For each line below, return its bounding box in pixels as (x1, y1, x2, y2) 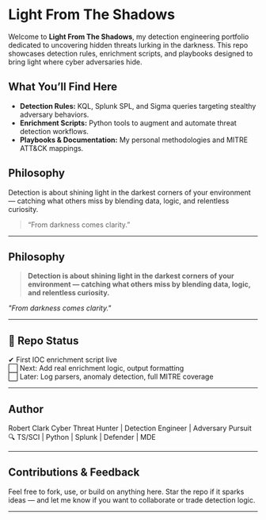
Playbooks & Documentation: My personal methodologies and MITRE (19, 135, 248, 144)
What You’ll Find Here (8, 80, 117, 94)
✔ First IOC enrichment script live (8, 355, 117, 364)
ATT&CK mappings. (19, 143, 84, 152)
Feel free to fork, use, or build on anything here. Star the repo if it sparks (8, 487, 245, 496)
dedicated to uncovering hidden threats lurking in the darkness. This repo (8, 40, 249, 49)
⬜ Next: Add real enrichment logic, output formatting (8, 364, 184, 373)
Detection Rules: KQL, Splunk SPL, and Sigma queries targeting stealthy (19, 101, 256, 110)
